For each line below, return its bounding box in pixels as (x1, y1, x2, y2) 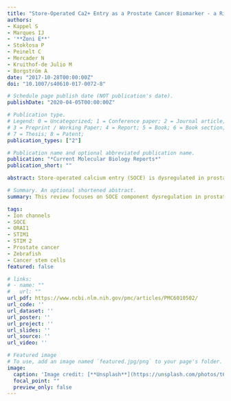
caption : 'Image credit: (13, 371, 85, 378)
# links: (7, 275, 32, 282)
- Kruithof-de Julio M (7, 61, 72, 68)
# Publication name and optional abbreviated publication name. (7, 149, 195, 157)
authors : (7, 16, 32, 23)
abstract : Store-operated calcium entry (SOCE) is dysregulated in (7, 174, 205, 182)
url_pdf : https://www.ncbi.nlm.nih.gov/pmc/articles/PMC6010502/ (7, 295, 198, 302)
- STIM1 (7, 231, 30, 238)
